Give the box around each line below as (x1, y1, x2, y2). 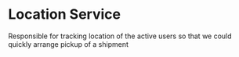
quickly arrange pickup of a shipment (8, 39, 129, 48)
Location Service (8, 5, 121, 23)
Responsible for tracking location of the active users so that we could (8, 31, 233, 41)
